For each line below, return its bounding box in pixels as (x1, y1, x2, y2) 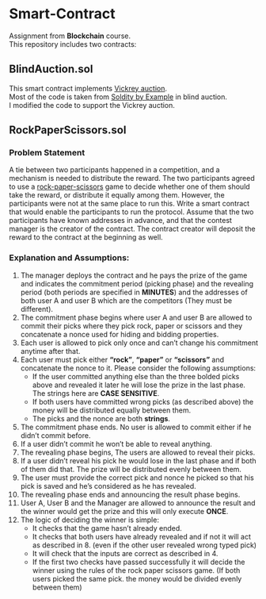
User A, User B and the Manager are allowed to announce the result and (20, 497, 256, 508)
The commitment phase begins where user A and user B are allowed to (20, 313, 253, 322)
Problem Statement (9, 148, 85, 159)
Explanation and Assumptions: (9, 252, 130, 263)
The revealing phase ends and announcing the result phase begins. (20, 490, 241, 499)
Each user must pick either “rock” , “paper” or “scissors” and (20, 355, 225, 364)
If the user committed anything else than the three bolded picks (32, 371, 240, 381)
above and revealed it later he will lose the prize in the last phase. (32, 380, 246, 390)
